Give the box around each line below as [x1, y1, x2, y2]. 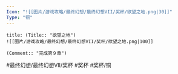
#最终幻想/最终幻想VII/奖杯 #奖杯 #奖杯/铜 [6, 61, 111, 69]
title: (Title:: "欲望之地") [6, 32, 76, 38]
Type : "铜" [6, 14, 33, 20]
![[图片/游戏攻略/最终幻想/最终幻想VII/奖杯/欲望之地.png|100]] [6, 39, 154, 45]
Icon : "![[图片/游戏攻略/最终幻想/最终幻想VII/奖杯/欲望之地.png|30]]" [6, 8, 173, 15]
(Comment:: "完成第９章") [6, 50, 67, 56]
